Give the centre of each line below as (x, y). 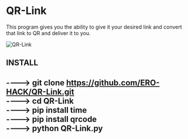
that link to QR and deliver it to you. (48, 33)
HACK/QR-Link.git (40, 92)
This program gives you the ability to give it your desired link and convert (94, 27)
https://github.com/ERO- (113, 83)
